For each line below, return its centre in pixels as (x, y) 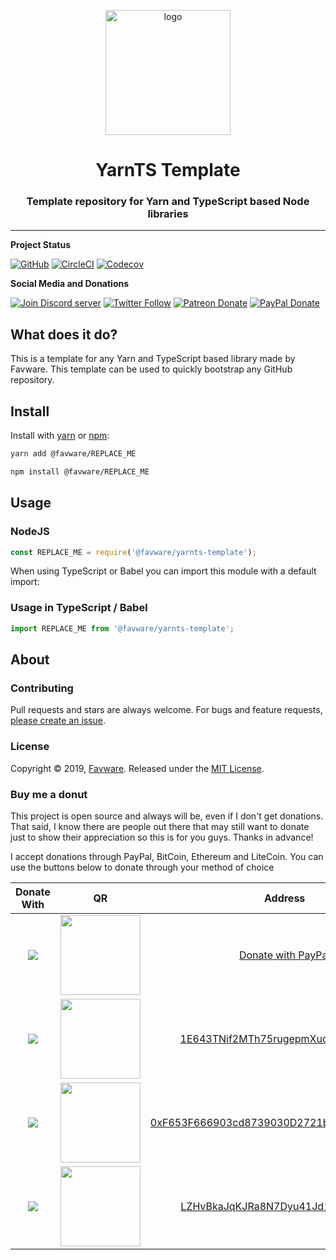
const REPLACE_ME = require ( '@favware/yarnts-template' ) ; (133, 552)
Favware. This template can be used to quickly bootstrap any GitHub (151, 369)
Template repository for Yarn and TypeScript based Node (168, 202)
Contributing (42, 688)
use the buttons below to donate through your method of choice (142, 867)
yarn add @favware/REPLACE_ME (73, 454)
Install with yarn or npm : (60, 436)
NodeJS (30, 532)
